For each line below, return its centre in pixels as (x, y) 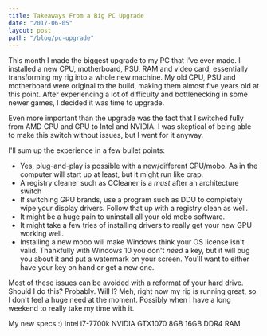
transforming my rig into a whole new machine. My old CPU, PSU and (122, 77)
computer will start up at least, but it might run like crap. (112, 174)
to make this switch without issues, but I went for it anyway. (106, 135)
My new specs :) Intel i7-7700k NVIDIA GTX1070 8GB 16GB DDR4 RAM (124, 324)
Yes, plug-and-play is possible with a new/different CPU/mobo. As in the (139, 166)
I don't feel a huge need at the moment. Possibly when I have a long (120, 300)
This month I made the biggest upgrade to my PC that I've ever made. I (124, 61)
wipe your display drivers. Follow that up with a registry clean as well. (134, 209)
